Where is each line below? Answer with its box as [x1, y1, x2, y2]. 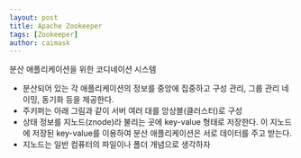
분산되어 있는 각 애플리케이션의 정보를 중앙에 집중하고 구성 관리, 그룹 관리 [22, 83, 280, 94]
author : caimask [9, 38, 70, 48]
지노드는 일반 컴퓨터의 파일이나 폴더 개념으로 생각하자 [22, 139, 211, 150]
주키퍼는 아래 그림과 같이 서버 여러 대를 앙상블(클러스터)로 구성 [22, 105, 243, 117]
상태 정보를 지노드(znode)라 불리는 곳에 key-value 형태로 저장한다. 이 [22, 117, 269, 127]
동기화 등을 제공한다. [41, 94, 114, 105]
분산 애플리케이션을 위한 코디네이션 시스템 [9, 64, 157, 75]
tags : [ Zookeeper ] [9, 30, 78, 39]
